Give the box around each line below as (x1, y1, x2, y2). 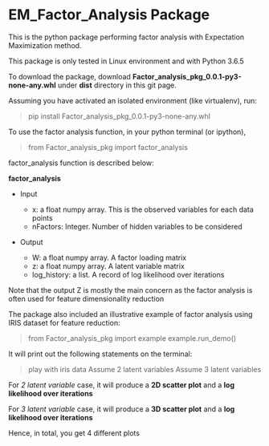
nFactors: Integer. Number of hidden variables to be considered (31, 221, 243, 231)
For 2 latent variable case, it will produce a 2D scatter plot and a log (8, 379, 235, 390)
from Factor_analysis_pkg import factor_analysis (27, 142, 189, 152)
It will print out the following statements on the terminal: (8, 349, 193, 359)
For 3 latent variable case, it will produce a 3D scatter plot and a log (8, 403, 235, 414)
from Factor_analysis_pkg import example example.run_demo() (27, 333, 237, 343)
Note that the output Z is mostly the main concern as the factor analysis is (8, 285, 253, 294)
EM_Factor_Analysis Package (8, 6, 210, 24)
